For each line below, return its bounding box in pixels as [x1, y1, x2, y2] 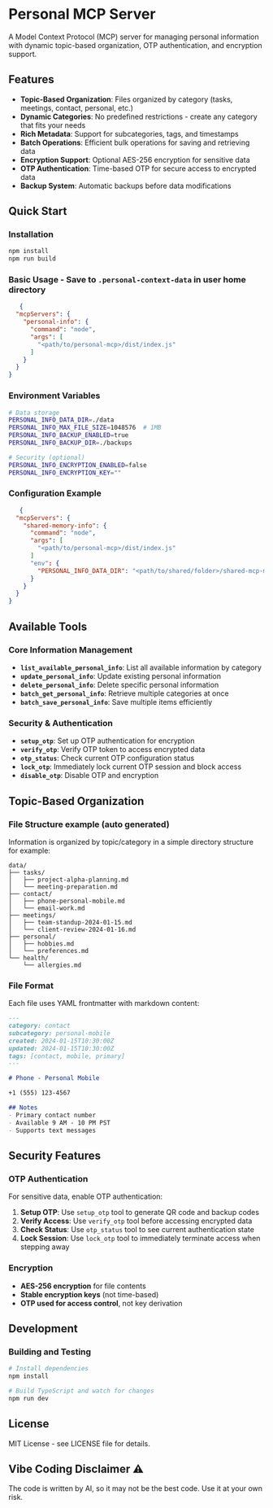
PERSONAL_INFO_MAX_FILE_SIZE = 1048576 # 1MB [8, 424, 162, 432]
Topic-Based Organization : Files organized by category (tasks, [19, 94, 233, 104]
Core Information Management [8, 644, 133, 655]
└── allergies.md [23, 961, 82, 969]
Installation [8, 229, 54, 240]
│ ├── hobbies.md [8, 939, 75, 948]
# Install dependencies [8, 1365, 89, 1373]
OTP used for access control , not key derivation [19, 1298, 183, 1308]
